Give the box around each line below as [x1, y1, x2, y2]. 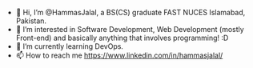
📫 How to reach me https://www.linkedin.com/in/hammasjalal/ [15, 50, 223, 60]
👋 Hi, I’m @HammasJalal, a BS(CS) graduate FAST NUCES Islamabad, [15, 8, 246, 17]
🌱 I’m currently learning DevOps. [15, 42, 124, 51]
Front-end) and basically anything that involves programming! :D [15, 33, 229, 42]
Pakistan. [15, 16, 46, 26]
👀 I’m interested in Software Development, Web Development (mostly [15, 25, 244, 34]
